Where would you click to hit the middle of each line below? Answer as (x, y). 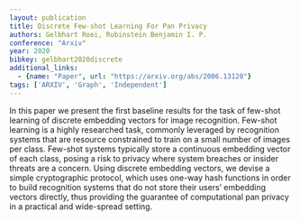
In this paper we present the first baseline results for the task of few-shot (145, 110)
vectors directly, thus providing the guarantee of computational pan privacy (150, 197)
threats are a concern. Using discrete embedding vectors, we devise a (140, 168)
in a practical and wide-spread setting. (81, 206)
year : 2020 (30, 51)
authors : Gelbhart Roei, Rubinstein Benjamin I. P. (108, 34)
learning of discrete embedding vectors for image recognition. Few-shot (143, 120)
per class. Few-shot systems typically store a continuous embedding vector (150, 149)
